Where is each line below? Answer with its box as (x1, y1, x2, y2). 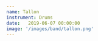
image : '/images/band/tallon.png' (6, 25, 94, 32)
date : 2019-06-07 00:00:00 (6, 20, 80, 26)
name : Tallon (6, 8, 40, 15)
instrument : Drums (6, 14, 53, 20)
